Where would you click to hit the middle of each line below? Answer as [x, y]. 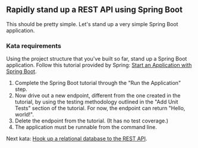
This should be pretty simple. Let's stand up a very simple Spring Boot [92, 24]
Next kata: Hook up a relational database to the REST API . [77, 138]
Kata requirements [34, 46]
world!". [24, 115]
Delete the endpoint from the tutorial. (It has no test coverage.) [91, 121]
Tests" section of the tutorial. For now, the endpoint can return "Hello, [100, 108]
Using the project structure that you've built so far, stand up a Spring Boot [97, 59]
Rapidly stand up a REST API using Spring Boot [95, 10]
